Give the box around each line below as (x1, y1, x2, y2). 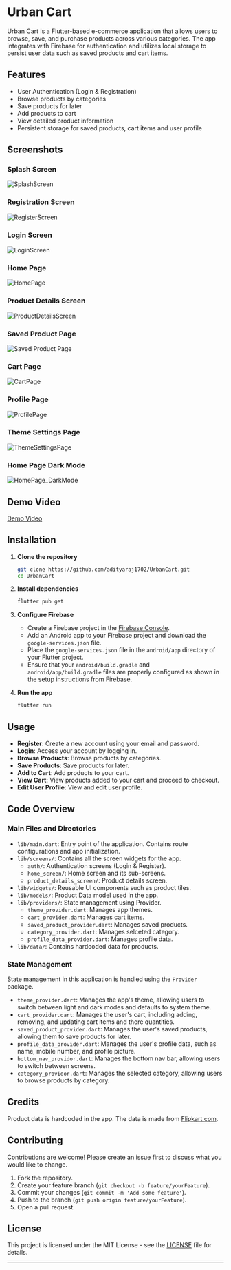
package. (7, 982, 34, 991)
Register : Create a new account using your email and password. (16, 739, 199, 748)
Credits (7, 1096, 40, 1108)
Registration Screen (7, 197, 75, 207)
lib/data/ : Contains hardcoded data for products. (16, 942, 159, 950)
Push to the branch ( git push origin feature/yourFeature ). (16, 1196, 187, 1204)
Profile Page (7, 394, 49, 404)
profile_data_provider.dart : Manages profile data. (27, 935, 173, 943)
